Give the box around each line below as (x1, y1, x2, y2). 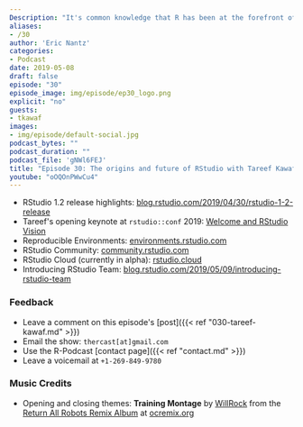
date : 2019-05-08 (9, 64, 75, 73)
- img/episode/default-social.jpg (9, 131, 140, 140)
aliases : (9, 22, 42, 31)
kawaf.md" (22, 326, 63, 337)
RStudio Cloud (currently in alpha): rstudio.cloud (22, 254, 202, 266)
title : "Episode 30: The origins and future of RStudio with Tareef (9, 164, 272, 173)
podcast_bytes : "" (9, 139, 78, 148)
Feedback (9, 296, 54, 309)
